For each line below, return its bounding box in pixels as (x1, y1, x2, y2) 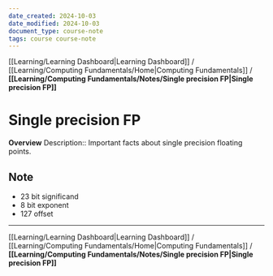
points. (8, 147, 32, 157)
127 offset (19, 209, 54, 218)
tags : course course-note (8, 34, 96, 43)
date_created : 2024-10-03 (8, 11, 96, 20)
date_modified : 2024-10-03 (8, 19, 100, 28)
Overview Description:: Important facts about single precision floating (8, 138, 243, 148)
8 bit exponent (19, 201, 69, 209)
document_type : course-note (8, 27, 104, 35)
